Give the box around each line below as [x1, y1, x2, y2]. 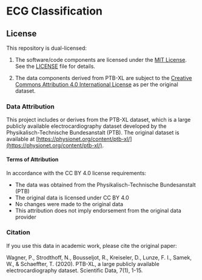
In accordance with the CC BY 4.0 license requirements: [6, 169, 147, 176]
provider [15, 213, 36, 221]
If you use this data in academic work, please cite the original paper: [6, 242, 177, 249]
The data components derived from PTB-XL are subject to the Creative [15, 75, 192, 81]
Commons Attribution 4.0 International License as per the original [15, 81, 178, 88]
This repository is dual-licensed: [6, 44, 87, 52]
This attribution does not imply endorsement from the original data [15, 207, 181, 214]
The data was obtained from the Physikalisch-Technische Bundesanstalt [15, 181, 196, 188]
